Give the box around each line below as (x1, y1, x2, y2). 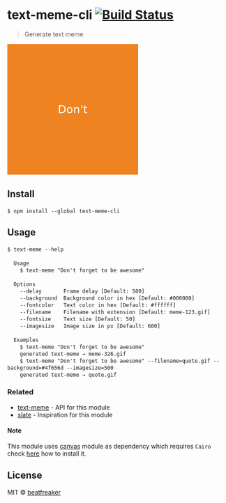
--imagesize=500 (66, 364, 114, 371)
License (7, 470, 43, 481)
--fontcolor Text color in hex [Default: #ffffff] (20, 302, 176, 309)
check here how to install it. (7, 449, 86, 458)
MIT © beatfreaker (7, 488, 61, 496)
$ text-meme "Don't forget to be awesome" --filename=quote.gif (20, 357, 211, 364)
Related (7, 387, 34, 397)
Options (13, 281, 36, 288)
